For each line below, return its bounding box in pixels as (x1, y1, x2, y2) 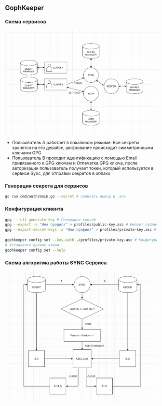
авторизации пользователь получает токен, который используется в (12, 165, 154, 171)
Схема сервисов (5, 18, 47, 25)
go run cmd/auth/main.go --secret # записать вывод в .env (5, 194, 126, 199)
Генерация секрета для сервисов (5, 182, 88, 189)
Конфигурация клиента (5, 206, 64, 212)
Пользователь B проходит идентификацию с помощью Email (12, 155, 137, 161)
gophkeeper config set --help (5, 248, 66, 253)
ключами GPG (12, 150, 41, 156)
